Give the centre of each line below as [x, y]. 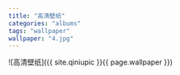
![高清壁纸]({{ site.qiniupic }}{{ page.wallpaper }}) [91, 62]
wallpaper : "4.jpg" [41, 38]
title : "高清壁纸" [37, 16]
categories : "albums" [45, 23]
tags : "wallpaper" [39, 31]
